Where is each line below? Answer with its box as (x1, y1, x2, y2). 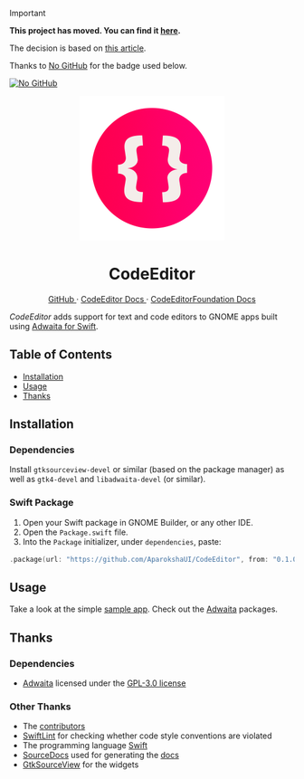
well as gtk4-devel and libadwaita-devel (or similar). (9, 474, 206, 485)
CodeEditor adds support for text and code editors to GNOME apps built (9, 311, 278, 322)
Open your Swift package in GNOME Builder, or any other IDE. (22, 517, 253, 527)
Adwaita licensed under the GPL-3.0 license (22, 678, 186, 689)
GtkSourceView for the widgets (22, 759, 139, 770)
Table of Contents (9, 347, 113, 363)
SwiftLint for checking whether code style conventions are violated (22, 730, 273, 741)
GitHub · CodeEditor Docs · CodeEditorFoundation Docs (48, 293, 256, 304)
